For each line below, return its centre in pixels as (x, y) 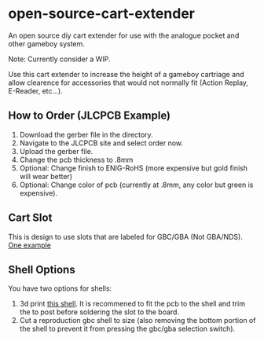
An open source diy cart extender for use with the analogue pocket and (124, 35)
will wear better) (46, 176)
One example (29, 245)
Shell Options (42, 269)
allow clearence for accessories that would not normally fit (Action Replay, (128, 82)
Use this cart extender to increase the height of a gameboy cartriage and (126, 74)
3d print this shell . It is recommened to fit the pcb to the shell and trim (132, 304)
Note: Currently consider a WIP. (60, 59)
